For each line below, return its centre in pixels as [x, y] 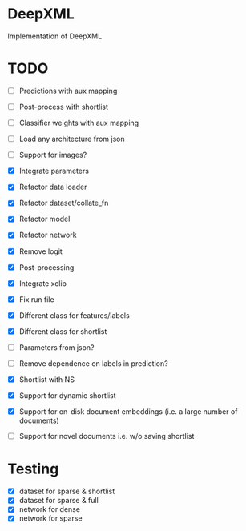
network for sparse [50, 518]
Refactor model [44, 219]
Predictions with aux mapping [68, 91]
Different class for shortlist [63, 331]
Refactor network [48, 235]
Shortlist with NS [47, 380]
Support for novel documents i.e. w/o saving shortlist [107, 436]
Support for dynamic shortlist [68, 396]
